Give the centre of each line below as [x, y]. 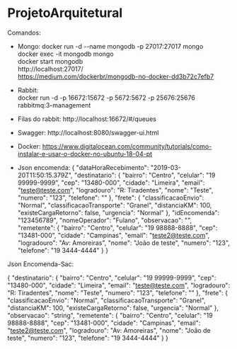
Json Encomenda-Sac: [41, 264]
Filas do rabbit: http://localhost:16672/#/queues [87, 119]
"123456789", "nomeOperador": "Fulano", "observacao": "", [105, 220]
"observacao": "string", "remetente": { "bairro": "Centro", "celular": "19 [110, 315]
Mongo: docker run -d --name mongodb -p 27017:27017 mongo [110, 46]
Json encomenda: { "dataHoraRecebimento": [83, 167]
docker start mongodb [50, 61]
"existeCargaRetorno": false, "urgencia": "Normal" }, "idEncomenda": [118, 212]
